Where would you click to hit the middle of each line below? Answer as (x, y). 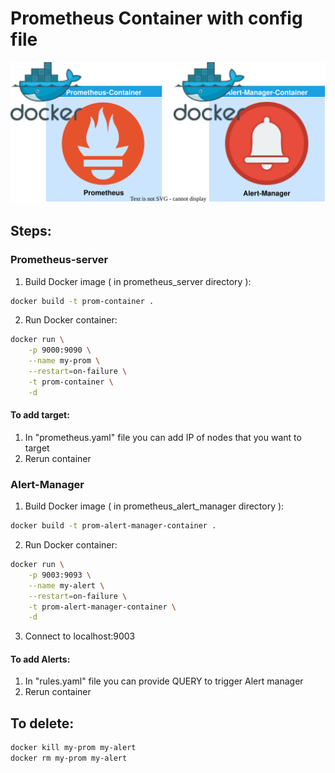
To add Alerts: (40, 659)
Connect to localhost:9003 (80, 636)
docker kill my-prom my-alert (73, 748)
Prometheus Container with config (156, 18)
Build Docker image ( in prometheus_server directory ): (138, 281)
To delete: (42, 723)
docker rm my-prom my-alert (69, 758)
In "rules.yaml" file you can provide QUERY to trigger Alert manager (164, 681)
